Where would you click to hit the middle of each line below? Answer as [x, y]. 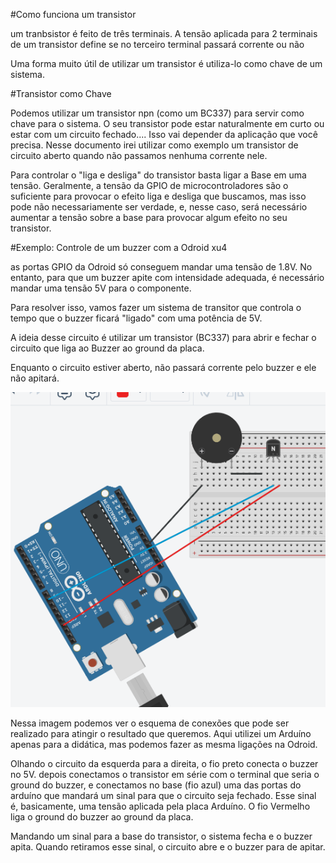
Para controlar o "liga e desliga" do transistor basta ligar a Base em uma [158, 175]
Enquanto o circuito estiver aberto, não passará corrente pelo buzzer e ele [163, 367]
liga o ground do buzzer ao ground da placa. [102, 817]
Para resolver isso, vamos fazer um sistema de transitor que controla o [156, 307]
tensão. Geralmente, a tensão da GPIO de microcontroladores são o [149, 185]
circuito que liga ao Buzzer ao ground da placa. [107, 348]
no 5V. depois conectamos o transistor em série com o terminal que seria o [165, 774]
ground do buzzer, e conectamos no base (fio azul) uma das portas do [156, 785]
